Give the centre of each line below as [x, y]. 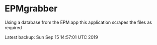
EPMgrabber [31, 9]
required [13, 27]
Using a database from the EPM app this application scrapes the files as [78, 22]
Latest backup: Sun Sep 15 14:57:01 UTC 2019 [51, 37]
